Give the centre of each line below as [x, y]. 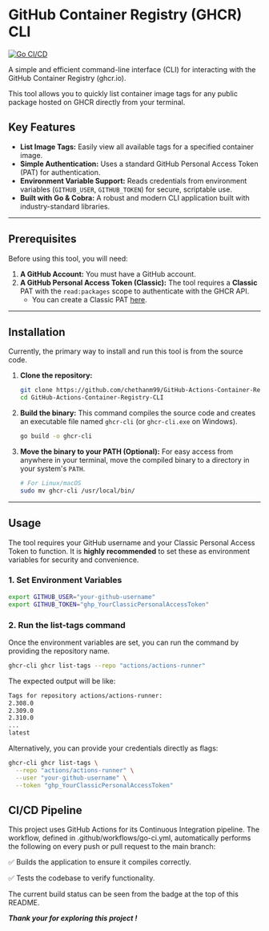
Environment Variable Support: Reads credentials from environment [133, 180]
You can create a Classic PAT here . [90, 299]
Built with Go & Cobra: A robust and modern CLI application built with [134, 197]
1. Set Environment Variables [65, 581]
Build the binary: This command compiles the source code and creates [138, 413]
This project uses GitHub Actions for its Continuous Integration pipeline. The [134, 830]
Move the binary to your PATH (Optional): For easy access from [126, 451]
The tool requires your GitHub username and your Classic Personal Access [132, 542]
